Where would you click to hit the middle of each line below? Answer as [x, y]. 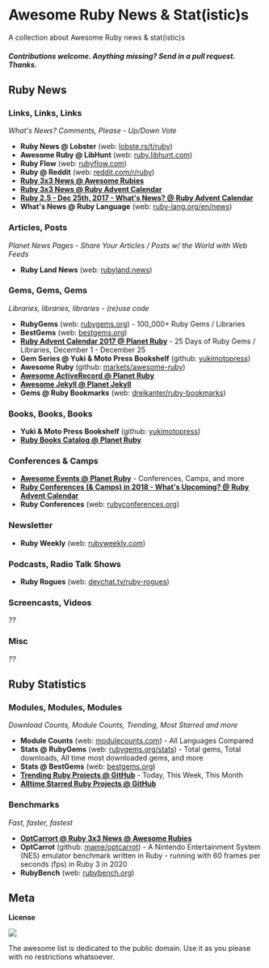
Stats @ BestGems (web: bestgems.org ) [88, 766]
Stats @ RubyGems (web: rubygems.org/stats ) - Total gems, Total [130, 749]
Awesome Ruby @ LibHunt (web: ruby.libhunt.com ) [106, 155]
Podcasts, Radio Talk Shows [65, 564]
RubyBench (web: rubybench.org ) [77, 872]
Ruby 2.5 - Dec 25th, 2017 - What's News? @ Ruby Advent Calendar [137, 198]
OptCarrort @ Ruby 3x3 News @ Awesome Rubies [106, 838]
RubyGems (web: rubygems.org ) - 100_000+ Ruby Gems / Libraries [132, 324]
